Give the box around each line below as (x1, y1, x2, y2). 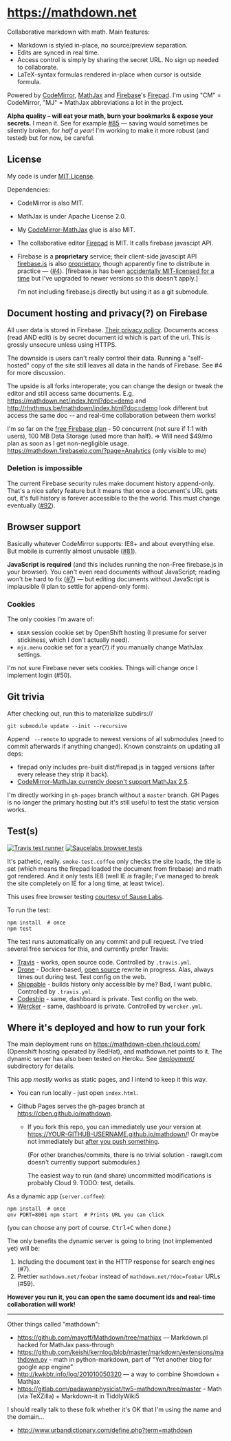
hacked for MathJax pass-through (16, 1341, 115, 1349)
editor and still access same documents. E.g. (7, 389, 134, 397)
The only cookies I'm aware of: (7, 615, 95, 623)
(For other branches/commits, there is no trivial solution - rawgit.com (27, 1151, 223, 1159)
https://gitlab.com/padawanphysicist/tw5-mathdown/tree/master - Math (16, 1384, 222, 1393)
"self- (187, 354, 204, 362)
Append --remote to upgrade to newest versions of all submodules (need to (7, 734, 224, 743)
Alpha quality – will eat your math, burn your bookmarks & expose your (7, 112, 214, 120)
